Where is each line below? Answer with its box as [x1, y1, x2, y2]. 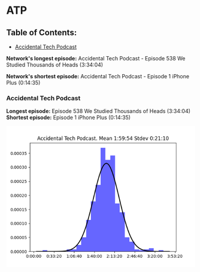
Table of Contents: [6, 27, 77, 38]
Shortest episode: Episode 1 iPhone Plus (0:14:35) [6, 114, 131, 121]
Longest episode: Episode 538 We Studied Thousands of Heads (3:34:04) [6, 108, 190, 115]
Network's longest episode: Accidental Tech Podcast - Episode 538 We [6, 55, 186, 62]
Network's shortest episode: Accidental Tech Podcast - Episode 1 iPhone [6, 73, 190, 80]
